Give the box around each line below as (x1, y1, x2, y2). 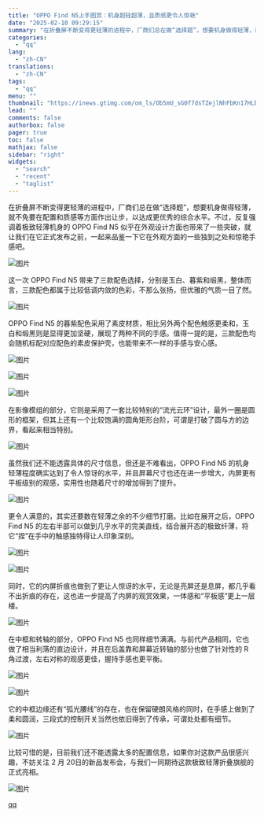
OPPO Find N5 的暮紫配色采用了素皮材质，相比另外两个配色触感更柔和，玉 (8, 318, 250, 327)
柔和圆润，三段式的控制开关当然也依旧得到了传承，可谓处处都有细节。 (8, 714, 236, 723)
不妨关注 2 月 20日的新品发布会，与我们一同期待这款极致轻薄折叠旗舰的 (21, 757, 254, 767)
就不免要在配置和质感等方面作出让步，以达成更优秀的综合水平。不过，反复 (8, 212, 249, 221)
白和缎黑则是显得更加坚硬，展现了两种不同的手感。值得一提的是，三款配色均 (8, 328, 256, 338)
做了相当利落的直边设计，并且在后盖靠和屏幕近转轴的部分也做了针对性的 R (8, 644, 249, 653)
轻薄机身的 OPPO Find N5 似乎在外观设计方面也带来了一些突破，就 (35, 222, 251, 231)
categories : (8, 33, 47, 42)
